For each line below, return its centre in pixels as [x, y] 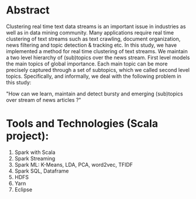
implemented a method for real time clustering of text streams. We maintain [97, 51]
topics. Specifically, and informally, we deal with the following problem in [94, 76]
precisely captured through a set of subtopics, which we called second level [98, 70]
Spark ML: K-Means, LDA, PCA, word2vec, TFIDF [74, 164]
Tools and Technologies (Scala [82, 124]
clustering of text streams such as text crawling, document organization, [93, 39]
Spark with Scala [35, 152]
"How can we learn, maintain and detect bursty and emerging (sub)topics [94, 94]
